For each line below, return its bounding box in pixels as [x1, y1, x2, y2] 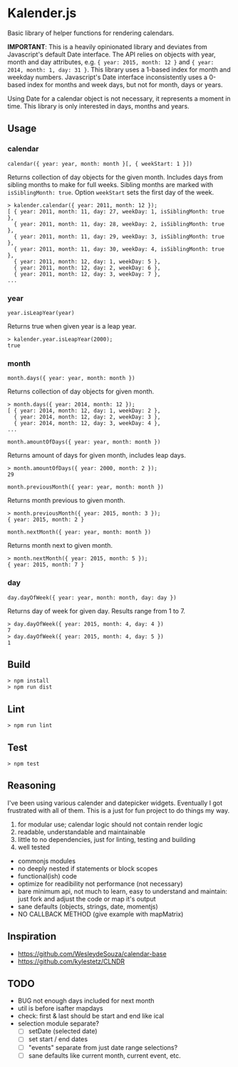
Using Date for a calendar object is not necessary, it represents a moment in [7, 94, 231, 103]
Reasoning [7, 780, 56, 792]
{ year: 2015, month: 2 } [7, 516, 84, 524]
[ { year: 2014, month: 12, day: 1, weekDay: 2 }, [7, 407, 161, 415]
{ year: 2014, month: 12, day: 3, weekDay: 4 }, [14, 420, 161, 427]
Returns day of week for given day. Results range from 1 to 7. [7, 606, 185, 615]
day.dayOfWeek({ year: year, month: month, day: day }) [7, 594, 177, 601]
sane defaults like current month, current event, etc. [28, 1051, 182, 1060]
